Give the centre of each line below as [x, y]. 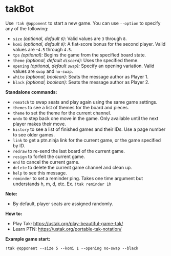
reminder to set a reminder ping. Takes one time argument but [78, 178]
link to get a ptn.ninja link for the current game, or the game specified [87, 140]
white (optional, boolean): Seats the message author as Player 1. [80, 76]
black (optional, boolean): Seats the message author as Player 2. [81, 82]
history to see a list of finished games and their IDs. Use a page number [89, 129]
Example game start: [28, 239]
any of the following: [27, 28]
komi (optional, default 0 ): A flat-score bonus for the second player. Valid [89, 44]
